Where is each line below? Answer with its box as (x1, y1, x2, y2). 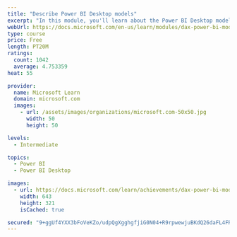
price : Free (7, 37, 42, 44)
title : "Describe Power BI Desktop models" (7, 10, 138, 18)
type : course (7, 30, 46, 37)
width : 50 (25, 115, 55, 122)
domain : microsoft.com (13, 96, 80, 103)
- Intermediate (13, 141, 59, 149)
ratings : (7, 50, 33, 57)
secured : (7, 219, 33, 226)
